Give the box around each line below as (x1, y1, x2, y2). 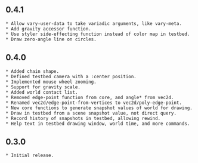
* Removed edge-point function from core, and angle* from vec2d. (5, 94, 174, 100)
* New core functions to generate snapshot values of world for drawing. (5, 104, 193, 111)
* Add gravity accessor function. (5, 26, 92, 32)
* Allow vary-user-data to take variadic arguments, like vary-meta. (5, 20, 182, 26)
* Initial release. (5, 152, 54, 159)
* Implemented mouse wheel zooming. (5, 79, 97, 85)
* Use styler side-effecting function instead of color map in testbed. (5, 31, 190, 37)
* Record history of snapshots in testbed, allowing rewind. (5, 115, 161, 121)
